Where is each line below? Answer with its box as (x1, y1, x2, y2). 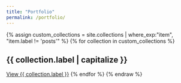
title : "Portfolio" (6, 8, 55, 15)
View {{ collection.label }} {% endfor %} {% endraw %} (6, 70, 143, 78)
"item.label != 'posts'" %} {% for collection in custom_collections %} (6, 37, 175, 45)
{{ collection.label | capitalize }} (6, 55, 128, 65)
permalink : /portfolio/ (6, 14, 66, 20)
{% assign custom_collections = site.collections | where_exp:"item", (6, 31, 174, 38)
